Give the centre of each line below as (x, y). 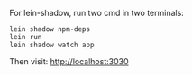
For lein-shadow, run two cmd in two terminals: (97, 13)
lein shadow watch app (52, 45)
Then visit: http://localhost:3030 (69, 61)
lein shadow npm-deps (50, 29)
